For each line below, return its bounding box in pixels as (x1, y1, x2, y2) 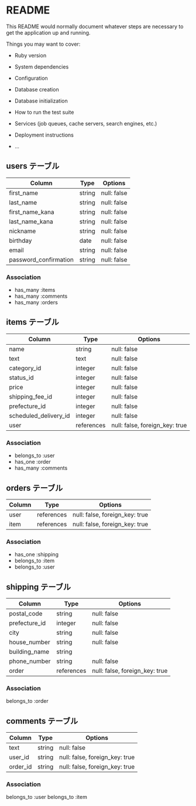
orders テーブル (6, 483, 63, 493)
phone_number (9, 657, 51, 665)
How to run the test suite (14, 108, 74, 115)
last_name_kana (9, 217, 54, 226)
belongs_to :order (6, 698, 49, 705)
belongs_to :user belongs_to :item (6, 794, 88, 801)
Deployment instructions (14, 131, 74, 138)
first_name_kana (9, 208, 54, 216)
